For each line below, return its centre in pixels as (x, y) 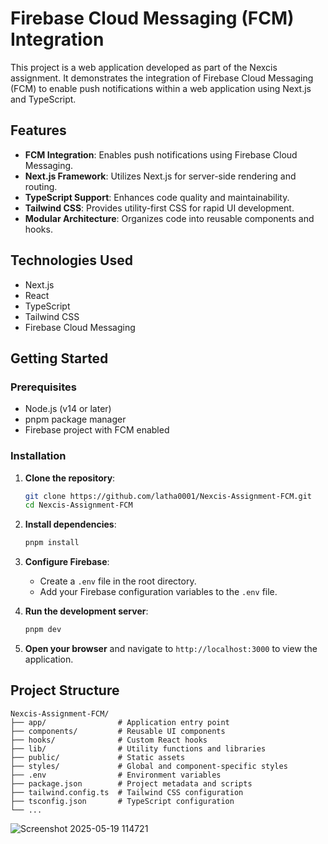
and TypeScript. (43, 99)
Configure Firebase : (67, 562)
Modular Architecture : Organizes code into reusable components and (169, 218)
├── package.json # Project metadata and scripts (131, 783)
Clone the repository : (70, 478)
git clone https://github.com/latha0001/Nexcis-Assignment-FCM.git (168, 496)
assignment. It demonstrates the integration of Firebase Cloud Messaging (162, 78)
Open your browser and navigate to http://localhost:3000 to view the (171, 649)
